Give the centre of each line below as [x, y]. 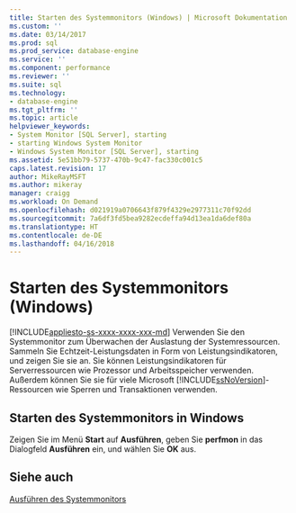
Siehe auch [41, 477]
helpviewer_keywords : [50, 127]
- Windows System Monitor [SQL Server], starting [104, 151]
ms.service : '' [38, 59]
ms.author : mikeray [46, 185]
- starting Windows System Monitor [76, 143]
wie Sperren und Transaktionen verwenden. [136, 390]
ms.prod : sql [34, 43]
